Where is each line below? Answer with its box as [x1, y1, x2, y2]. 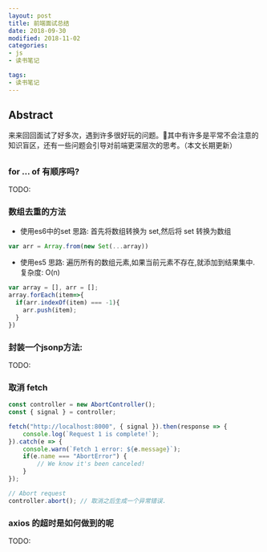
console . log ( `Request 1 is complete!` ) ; [22, 430, 160, 438]
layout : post [8, 11, 52, 20]
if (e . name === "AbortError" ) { [22, 452, 127, 460]
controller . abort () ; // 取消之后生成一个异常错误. [8, 497, 167, 505]
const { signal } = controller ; [8, 408, 116, 416]
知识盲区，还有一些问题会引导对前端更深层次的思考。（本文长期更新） [8, 141, 237, 150]
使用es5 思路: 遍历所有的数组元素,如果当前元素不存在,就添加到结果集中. [19, 258, 255, 268]
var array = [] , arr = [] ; [8, 284, 99, 292]
